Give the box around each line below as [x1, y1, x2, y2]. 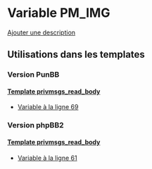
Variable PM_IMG [7, 5, 110, 21]
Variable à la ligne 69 [17, 103, 79, 111]
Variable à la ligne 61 [17, 154, 77, 162]
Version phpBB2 [7, 120, 65, 130]
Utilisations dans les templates [7, 49, 146, 61]
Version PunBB [7, 70, 60, 80]
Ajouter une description [7, 28, 76, 37]
